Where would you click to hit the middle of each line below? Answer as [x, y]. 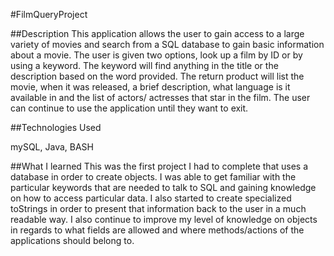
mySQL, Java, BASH [52, 147]
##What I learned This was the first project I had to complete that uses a [159, 166]
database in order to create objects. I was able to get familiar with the [153, 177]
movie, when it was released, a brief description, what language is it [150, 87]
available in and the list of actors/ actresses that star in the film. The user [160, 97]
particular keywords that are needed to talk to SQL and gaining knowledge [163, 187]
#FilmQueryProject [49, 14]
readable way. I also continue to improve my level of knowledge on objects [164, 219]
